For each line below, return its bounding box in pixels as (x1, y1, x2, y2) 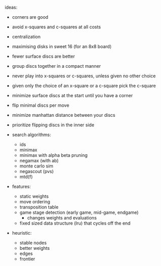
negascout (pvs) (19, 168, 54, 174)
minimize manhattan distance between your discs (12, 112, 116, 118)
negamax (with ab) (19, 158, 59, 163)
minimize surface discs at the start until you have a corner (12, 93, 133, 98)
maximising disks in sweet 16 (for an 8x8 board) (12, 43, 112, 50)
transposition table (19, 204, 59, 210)
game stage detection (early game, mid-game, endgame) (19, 209, 139, 215)
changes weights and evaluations (27, 215, 97, 220)
